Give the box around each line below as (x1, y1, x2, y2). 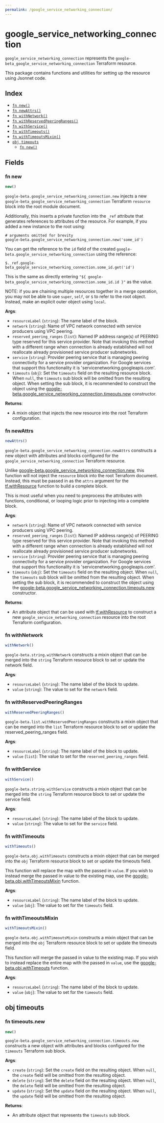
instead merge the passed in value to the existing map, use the (5, 873, 132, 879)
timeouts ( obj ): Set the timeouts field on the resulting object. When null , (12, 569, 159, 575)
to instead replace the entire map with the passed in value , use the (5, 959, 140, 966)
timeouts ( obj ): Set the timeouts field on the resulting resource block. (12, 370, 152, 376)
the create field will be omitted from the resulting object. (12, 1072, 126, 1078)
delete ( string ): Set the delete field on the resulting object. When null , (12, 1077, 156, 1083)
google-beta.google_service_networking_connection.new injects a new (5, 193, 147, 199)
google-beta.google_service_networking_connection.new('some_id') (5, 237, 143, 242)
